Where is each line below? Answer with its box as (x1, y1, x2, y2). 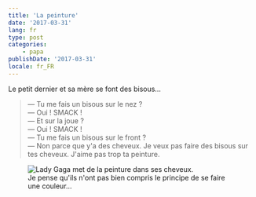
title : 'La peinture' (8, 11, 79, 20)
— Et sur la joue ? (27, 115, 85, 126)
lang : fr (8, 26, 37, 34)
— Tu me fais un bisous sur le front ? (27, 133, 147, 142)
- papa (22, 48, 44, 56)
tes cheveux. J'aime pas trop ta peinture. (27, 149, 160, 159)
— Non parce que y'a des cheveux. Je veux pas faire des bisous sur (27, 140, 249, 150)
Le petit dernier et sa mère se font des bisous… (8, 84, 161, 93)
